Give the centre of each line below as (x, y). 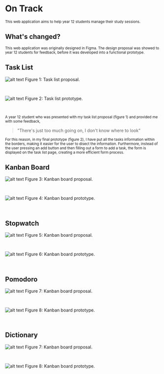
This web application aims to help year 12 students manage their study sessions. (73, 22)
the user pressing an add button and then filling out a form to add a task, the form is (76, 148)
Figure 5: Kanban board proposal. (59, 235)
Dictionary (22, 335)
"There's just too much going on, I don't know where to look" (79, 130)
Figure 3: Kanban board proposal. (59, 179)
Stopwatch (22, 223)
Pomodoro (21, 279)
